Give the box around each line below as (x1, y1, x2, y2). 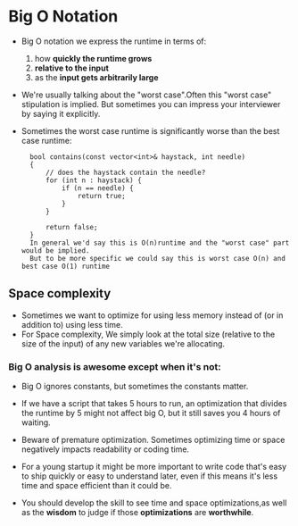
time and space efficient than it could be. (21, 480, 172, 491)
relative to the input (34, 63, 109, 73)
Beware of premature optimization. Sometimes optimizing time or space (21, 435, 286, 446)
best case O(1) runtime (21, 262, 111, 271)
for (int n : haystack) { (45, 176, 142, 185)
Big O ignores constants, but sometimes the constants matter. (21, 381, 249, 392)
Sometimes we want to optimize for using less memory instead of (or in (21, 310, 284, 321)
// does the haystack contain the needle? (45, 168, 206, 177)
